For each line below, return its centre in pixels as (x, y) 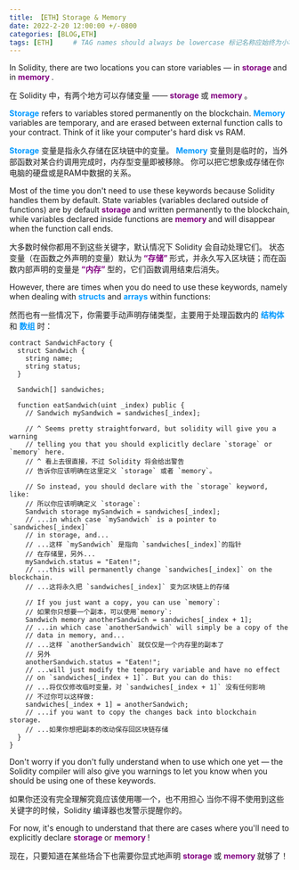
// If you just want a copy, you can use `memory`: (123, 603)
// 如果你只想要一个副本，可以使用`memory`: (99, 612)
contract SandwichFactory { (61, 343)
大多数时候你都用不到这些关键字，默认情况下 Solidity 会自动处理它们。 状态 (147, 247)
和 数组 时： (31, 326)
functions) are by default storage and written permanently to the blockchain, (149, 209)
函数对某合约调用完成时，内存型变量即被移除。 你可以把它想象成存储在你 (150, 162)
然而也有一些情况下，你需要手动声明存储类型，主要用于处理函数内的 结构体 (147, 315)
